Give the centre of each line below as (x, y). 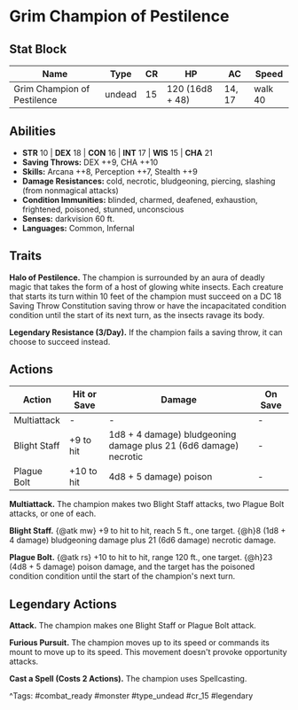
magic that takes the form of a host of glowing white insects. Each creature (146, 286)
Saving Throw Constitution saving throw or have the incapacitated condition (148, 305)
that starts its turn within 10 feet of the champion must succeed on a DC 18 (145, 296)
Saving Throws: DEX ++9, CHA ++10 (90, 162)
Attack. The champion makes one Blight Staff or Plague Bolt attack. (133, 626)
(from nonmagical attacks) (71, 190)
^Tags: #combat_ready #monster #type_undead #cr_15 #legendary (131, 696)
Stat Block (38, 49)
